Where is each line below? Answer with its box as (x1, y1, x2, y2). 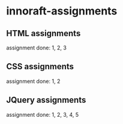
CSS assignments (6, 61, 74, 72)
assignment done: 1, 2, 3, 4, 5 (6, 111, 79, 118)
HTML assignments (6, 28, 81, 39)
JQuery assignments (6, 95, 86, 105)
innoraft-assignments (6, 4, 118, 18)
